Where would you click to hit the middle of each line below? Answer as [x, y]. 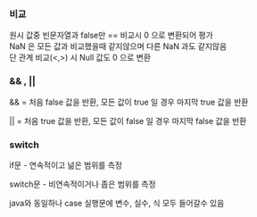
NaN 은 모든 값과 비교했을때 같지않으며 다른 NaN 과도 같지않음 [118, 46]
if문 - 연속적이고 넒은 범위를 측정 [66, 165]
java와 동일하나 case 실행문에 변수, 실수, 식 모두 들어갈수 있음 [117, 203]
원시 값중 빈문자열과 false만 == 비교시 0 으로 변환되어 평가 [112, 35]
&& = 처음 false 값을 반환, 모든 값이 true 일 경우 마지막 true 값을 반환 [129, 102]
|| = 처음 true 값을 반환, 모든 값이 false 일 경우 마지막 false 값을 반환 [128, 121]
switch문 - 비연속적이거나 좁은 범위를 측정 [83, 184]
